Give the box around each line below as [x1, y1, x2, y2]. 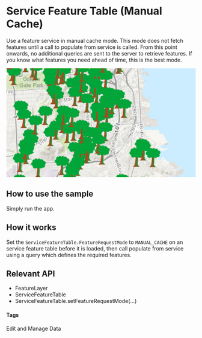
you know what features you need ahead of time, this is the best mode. [6, 56, 182, 63]
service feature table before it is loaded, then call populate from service [6, 244, 184, 252]
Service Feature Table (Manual [6, 4, 162, 18]
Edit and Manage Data [6, 325, 61, 332]
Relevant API [6, 269, 55, 279]
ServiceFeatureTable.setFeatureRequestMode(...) [14, 298, 137, 305]
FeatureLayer [14, 285, 48, 292]
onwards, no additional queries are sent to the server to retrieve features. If [6, 49, 192, 57]
